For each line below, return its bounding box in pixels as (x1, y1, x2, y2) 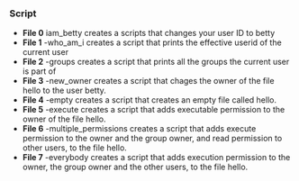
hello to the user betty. (22, 85, 106, 96)
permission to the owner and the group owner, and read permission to (22, 133, 283, 144)
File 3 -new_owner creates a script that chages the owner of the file (22, 76, 275, 86)
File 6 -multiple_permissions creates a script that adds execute (22, 123, 257, 134)
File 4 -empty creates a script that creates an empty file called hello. (22, 95, 277, 105)
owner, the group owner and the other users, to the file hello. (22, 161, 249, 173)
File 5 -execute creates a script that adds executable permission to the (22, 104, 285, 115)
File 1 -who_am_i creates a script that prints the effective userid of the (22, 37, 282, 48)
